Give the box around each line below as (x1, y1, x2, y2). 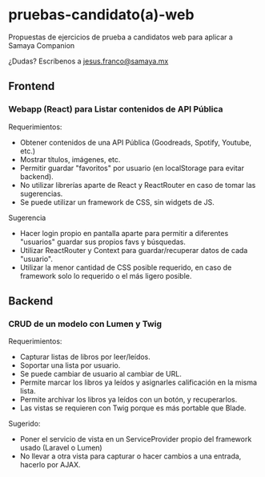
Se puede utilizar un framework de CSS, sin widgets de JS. (19, 197, 215, 206)
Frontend (8, 79, 55, 93)
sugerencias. (19, 189, 63, 198)
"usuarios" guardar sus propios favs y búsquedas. (19, 237, 186, 247)
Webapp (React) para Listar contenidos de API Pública (8, 104, 223, 115)
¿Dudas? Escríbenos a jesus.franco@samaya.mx (8, 56, 169, 66)
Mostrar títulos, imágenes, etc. (19, 154, 121, 164)
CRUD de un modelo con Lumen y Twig (8, 318, 163, 329)
